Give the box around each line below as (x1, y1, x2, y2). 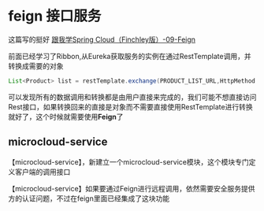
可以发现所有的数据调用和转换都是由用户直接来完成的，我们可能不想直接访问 (8, 92, 257, 102)
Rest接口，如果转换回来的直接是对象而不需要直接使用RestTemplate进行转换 (8, 102, 254, 111)
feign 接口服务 (8, 7, 102, 25)
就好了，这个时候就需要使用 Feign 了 (8, 112, 124, 121)
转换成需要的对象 (8, 61, 64, 71)
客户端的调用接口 (14, 167, 71, 176)
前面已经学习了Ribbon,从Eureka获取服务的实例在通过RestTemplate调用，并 (8, 51, 251, 61)
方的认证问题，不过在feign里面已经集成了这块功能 (8, 194, 170, 203)
